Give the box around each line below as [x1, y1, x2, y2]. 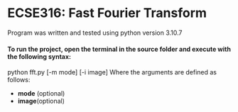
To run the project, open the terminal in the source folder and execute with [7, 45, 231, 53]
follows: [7, 76, 31, 84]
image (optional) [17, 97, 65, 106]
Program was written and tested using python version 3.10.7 [7, 28, 183, 37]
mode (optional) [17, 89, 65, 98]
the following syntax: [7, 52, 72, 61]
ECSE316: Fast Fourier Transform [7, 5, 207, 21]
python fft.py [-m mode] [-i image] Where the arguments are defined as [7, 68, 217, 77]
